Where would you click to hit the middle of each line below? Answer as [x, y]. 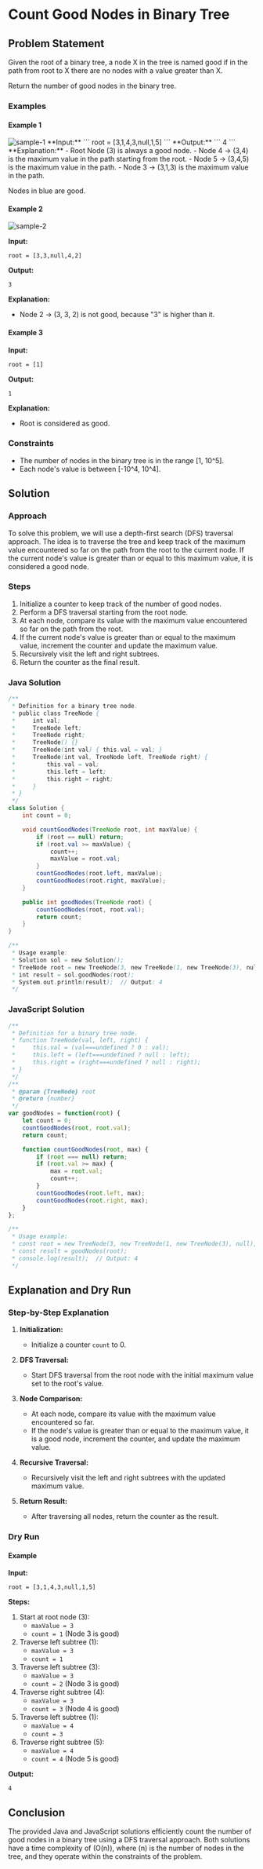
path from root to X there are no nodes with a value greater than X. [115, 71]
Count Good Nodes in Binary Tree [119, 15]
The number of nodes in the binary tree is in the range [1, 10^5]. [122, 460]
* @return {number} [43, 1099]
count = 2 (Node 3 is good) [75, 1684]
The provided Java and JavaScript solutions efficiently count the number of [130, 1831]
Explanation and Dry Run [70, 1290]
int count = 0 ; [47, 816]
